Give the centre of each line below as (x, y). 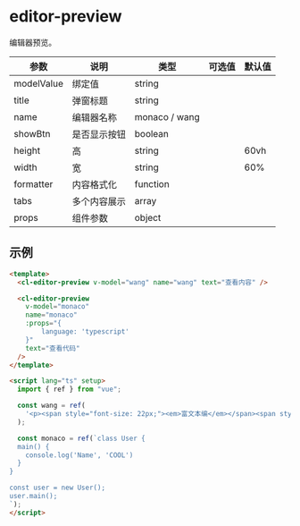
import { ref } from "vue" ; (70, 390)
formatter (33, 183)
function (152, 183)
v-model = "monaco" (58, 307)
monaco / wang (167, 116)
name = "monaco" (51, 315)
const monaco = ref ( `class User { (81, 438)
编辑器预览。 (33, 42)
